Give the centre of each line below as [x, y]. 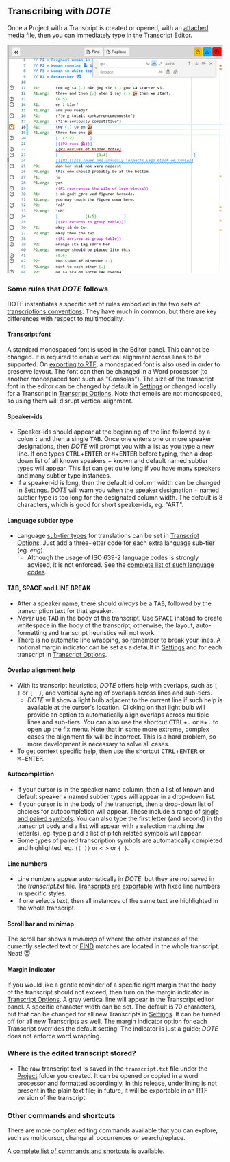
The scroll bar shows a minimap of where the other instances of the [103, 939]
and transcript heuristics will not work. [102, 632]
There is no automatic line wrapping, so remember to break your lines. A [119, 640]
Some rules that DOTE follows [57, 289]
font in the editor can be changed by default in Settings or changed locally [112, 386]
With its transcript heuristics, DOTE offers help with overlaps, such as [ [117, 685]
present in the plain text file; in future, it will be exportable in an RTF [112, 1090]
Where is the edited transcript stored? [72, 1053]
